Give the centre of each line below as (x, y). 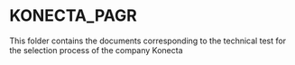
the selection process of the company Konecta (96, 50)
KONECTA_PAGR (73, 16)
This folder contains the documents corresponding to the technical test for (148, 41)
